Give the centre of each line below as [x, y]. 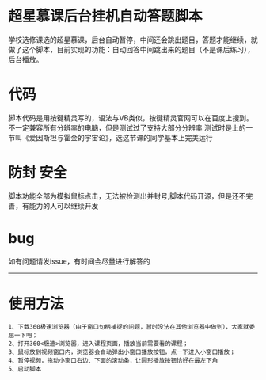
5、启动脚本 [25, 369]
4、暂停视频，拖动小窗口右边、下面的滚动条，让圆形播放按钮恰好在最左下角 [113, 360]
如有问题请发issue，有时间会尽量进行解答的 [79, 261]
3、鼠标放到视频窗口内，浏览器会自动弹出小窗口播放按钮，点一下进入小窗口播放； [122, 352]
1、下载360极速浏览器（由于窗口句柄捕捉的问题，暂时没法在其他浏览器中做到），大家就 [129, 327]
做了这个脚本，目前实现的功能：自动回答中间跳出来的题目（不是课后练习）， [131, 49]
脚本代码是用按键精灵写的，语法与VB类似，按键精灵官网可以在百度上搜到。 [131, 118]
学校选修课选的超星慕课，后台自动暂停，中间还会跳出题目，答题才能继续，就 [133, 40]
